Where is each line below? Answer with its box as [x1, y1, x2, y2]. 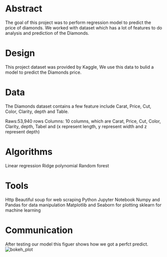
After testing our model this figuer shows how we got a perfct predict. [5, 241, 149, 247]
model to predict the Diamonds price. [5, 69, 82, 75]
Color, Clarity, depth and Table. [5, 108, 69, 115]
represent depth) [5, 128, 40, 134]
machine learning [5, 207, 41, 213]
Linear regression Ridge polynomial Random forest [5, 162, 109, 168]
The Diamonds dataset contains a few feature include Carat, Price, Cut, [5, 103, 152, 109]
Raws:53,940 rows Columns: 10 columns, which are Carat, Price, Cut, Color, [5, 118, 161, 124]
